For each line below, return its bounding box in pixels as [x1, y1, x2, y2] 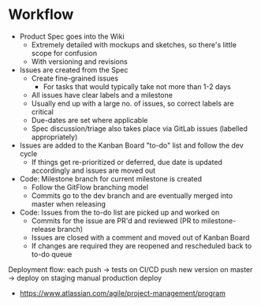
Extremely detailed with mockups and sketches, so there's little [31, 39, 237, 49]
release [31, 224, 56, 233]
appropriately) [31, 132, 78, 141]
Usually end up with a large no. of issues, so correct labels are [31, 99, 234, 108]
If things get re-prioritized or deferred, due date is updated [31, 157, 223, 166]
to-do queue [31, 249, 73, 259]
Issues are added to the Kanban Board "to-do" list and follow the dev [19, 140, 244, 150]
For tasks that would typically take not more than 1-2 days [43, 81, 231, 91]
